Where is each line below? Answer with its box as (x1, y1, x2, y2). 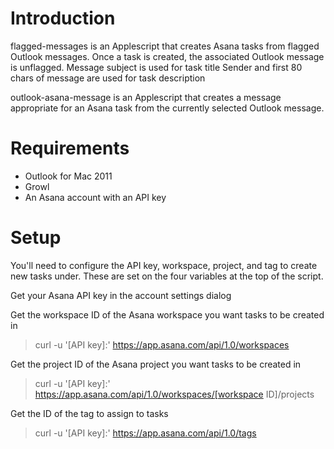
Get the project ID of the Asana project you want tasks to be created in (10, 358, 302, 370)
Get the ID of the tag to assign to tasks (10, 407, 169, 419)
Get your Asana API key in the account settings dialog (10, 289, 232, 301)
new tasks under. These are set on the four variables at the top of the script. (10, 270, 324, 282)
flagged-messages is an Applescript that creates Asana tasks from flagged (10, 40, 320, 52)
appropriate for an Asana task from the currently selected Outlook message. (10, 102, 325, 114)
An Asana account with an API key (24, 191, 167, 203)
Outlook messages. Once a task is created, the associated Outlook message (10, 50, 325, 62)
